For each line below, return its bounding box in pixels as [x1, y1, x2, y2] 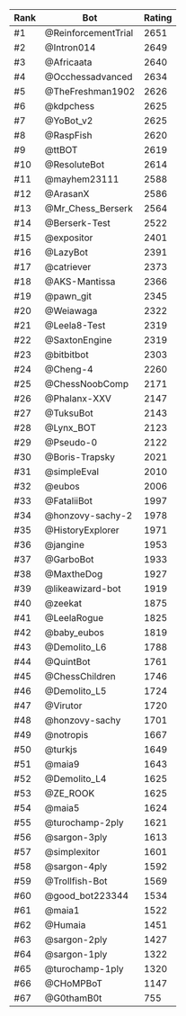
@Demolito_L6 [44, 641, 107, 653]
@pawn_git [44, 290, 93, 302]
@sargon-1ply [44, 949, 108, 960]
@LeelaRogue [44, 612, 104, 624]
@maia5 [44, 802, 80, 814]
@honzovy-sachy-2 [44, 509, 133, 521]
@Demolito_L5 [44, 685, 107, 697]
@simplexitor [44, 846, 101, 858]
